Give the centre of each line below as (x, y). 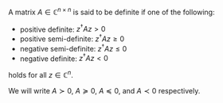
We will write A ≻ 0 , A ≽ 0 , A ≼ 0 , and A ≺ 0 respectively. (104, 90)
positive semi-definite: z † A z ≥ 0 (72, 38)
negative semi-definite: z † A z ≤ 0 (73, 48)
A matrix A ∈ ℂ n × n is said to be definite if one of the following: (111, 11)
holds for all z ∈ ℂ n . (41, 74)
